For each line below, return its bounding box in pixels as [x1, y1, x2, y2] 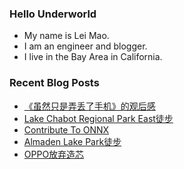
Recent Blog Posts [9, 76, 100, 90]
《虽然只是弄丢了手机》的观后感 [23, 100, 156, 112]
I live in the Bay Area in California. [23, 51, 163, 63]
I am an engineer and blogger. [23, 40, 148, 52]
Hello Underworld [9, 7, 97, 21]
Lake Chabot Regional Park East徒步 [23, 112, 174, 124]
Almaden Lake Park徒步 [23, 135, 122, 147]
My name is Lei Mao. [23, 30, 110, 42]
